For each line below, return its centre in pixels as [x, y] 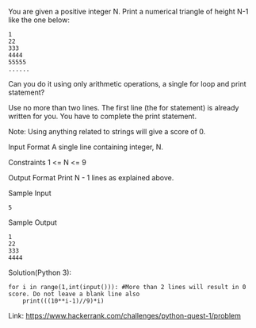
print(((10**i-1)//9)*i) [63, 301]
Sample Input [30, 193]
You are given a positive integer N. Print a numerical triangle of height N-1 [128, 12]
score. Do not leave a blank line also [74, 294]
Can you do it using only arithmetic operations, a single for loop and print [128, 84]
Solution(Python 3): [40, 272]
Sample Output [33, 222]
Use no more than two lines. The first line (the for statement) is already [124, 108]
